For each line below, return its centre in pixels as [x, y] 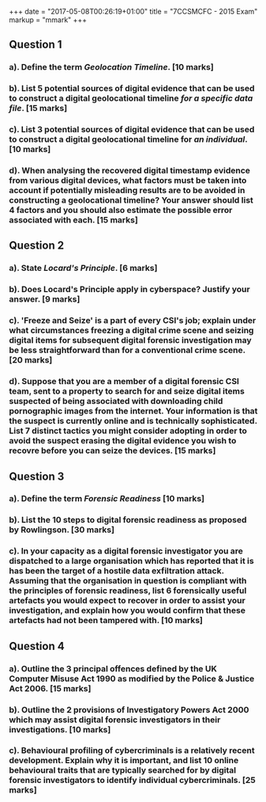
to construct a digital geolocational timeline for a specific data [131, 98]
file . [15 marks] [38, 108]
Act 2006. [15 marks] [50, 688]
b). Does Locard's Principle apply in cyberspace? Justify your [130, 290]
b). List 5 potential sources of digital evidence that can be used [132, 89]
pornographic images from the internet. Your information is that [133, 411]
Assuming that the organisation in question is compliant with [128, 581]
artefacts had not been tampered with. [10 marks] [106, 621]
